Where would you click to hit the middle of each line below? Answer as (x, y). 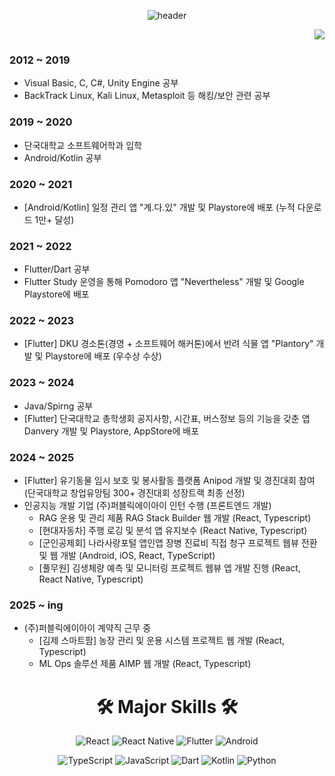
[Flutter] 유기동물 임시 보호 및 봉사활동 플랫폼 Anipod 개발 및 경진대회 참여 (169, 481)
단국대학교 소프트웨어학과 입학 (82, 145)
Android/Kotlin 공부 (62, 157)
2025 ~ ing (36, 605)
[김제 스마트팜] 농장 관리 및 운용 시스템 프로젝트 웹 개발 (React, (162, 641)
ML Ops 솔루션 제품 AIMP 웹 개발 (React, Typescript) (145, 664)
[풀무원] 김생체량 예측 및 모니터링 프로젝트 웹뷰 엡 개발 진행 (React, (169, 568)
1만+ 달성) (54, 219)
